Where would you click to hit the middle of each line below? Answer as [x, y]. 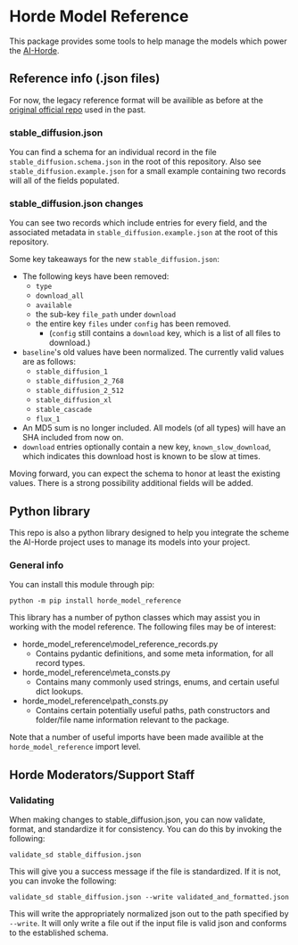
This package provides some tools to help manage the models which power [148, 41]
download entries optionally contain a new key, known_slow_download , [147, 447]
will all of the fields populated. [64, 181]
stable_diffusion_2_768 [80, 382]
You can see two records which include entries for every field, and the [138, 223]
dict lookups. [59, 692]
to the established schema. [59, 933]
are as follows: [49, 362]
